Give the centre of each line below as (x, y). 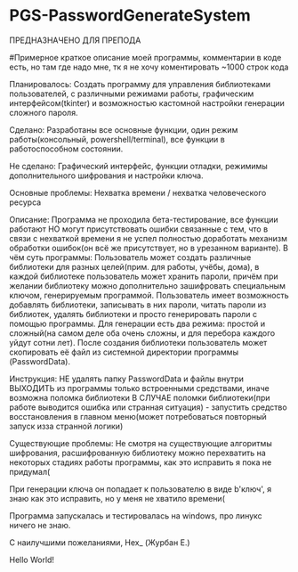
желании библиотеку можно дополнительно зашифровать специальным (148, 285)
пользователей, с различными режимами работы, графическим (132, 94)
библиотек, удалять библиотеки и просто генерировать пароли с (133, 314)
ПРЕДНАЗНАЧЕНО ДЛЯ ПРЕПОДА (75, 40)
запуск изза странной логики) (66, 426)
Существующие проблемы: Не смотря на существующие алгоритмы (141, 443)
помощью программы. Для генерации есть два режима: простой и (137, 323)
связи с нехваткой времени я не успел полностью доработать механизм (148, 238)
